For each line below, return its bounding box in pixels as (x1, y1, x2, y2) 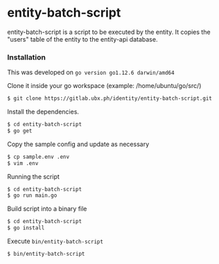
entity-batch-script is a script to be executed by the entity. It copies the (7, 28, 211, 36)
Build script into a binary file (7, 204, 87, 213)
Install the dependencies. (7, 107, 80, 116)
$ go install (7, 225, 45, 231)
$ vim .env (7, 159, 39, 167)
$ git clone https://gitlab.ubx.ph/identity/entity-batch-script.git (7, 95, 213, 102)
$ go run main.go (7, 192, 58, 199)
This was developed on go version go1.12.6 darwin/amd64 (7, 68, 175, 77)
